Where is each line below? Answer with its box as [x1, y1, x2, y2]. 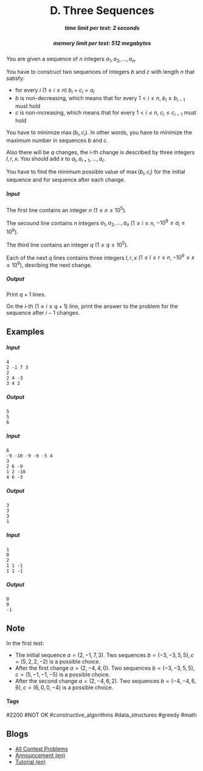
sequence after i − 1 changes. [6, 309, 80, 316]
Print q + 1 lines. [6, 290, 46, 298]
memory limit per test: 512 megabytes [53, 40, 151, 47]
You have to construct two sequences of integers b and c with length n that [6, 68, 195, 76]
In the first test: [6, 639, 44, 647]
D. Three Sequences [50, 4, 154, 18]
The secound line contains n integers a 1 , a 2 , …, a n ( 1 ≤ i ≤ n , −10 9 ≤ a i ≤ [6, 218, 185, 228]
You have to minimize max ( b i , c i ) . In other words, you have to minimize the [6, 129, 193, 137]
